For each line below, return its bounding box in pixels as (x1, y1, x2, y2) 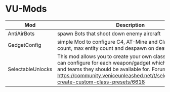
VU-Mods (5, 3, 47, 15)
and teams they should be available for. (57, 66, 151, 73)
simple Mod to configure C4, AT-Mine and (57, 38, 158, 45)
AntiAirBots (8, 30, 35, 37)
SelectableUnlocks (8, 66, 53, 73)
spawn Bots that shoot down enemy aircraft (57, 30, 161, 37)
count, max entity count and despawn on (57, 44, 154, 51)
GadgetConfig (8, 41, 41, 48)
